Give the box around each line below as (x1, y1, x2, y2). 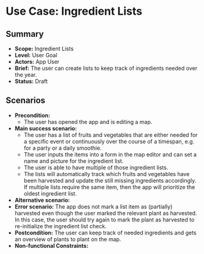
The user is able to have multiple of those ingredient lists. (23, 164, 168, 171)
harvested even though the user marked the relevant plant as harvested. (14, 209, 197, 217)
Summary (6, 29, 44, 39)
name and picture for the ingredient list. (23, 157, 124, 164)
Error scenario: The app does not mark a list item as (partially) (14, 202, 173, 210)
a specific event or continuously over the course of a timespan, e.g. (23, 137, 195, 145)
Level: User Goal (14, 52, 58, 59)
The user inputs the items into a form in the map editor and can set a (23, 150, 197, 158)
